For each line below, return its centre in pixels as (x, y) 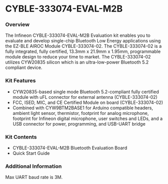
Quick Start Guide (31, 153)
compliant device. (24, 68)
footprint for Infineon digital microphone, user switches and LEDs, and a (88, 118)
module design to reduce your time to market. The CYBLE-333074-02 (78, 57)
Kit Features (21, 81)
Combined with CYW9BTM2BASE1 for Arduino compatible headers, (83, 108)
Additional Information (34, 166)
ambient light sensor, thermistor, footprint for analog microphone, (81, 113)
